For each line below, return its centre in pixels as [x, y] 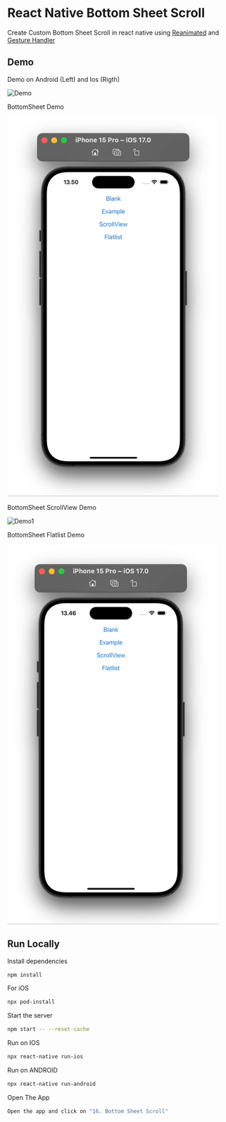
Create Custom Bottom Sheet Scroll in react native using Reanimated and [113, 32]
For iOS [18, 988]
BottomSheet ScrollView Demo [52, 507]
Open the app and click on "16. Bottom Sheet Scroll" [88, 1111]
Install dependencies [38, 961]
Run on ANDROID [32, 1070]
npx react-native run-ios [45, 1057]
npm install [25, 975]
